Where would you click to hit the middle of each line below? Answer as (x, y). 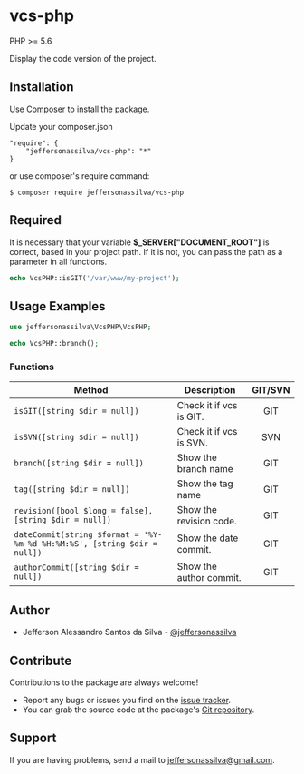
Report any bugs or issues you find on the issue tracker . (127, 700)
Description (210, 390)
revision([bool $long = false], (84, 511)
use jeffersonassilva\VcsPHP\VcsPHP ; (81, 328)
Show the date (208, 538)
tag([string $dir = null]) (72, 490)
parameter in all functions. (58, 261)
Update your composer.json (61, 126)
